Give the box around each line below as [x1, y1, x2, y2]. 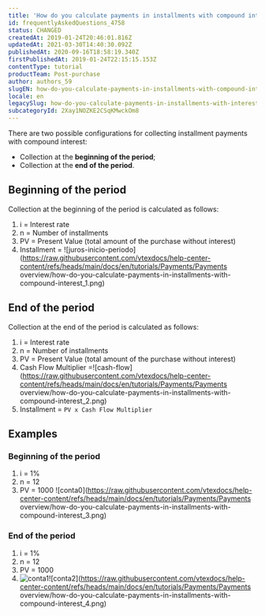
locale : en [8, 92, 44, 100]
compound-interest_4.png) [19, 599, 107, 608]
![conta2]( [48, 573, 81, 583]
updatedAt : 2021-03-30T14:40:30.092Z [8, 41, 132, 49]
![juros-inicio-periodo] [63, 245, 136, 254]
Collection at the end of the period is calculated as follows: [8, 322, 200, 331]
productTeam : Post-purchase [8, 70, 101, 78]
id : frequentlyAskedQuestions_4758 [8, 19, 125, 27]
